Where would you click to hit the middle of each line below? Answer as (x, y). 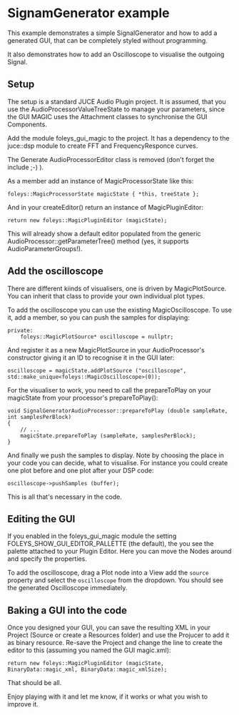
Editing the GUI (41, 519)
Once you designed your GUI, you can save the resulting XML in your (109, 628)
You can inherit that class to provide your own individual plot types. (106, 296)
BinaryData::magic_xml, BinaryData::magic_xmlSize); (87, 670)
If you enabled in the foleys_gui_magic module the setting (92, 536)
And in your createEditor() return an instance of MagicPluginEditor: (106, 207)
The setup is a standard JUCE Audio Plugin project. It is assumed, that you (117, 101)
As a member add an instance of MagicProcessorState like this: (101, 181)
